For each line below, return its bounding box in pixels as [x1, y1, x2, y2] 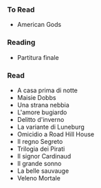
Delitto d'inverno [16, 115, 65, 123]
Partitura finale [16, 53, 60, 61]
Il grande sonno [16, 159, 62, 167]
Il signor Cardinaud [16, 152, 71, 160]
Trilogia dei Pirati [16, 145, 65, 153]
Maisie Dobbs [16, 93, 56, 101]
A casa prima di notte [16, 86, 78, 94]
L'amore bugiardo [16, 108, 67, 116]
